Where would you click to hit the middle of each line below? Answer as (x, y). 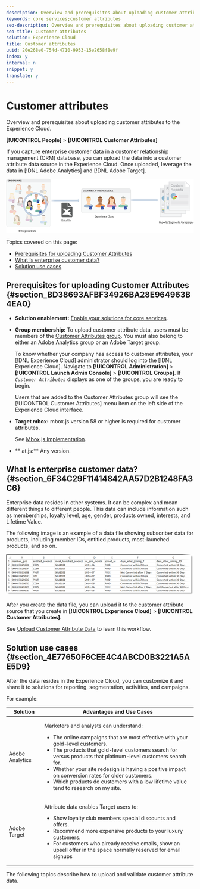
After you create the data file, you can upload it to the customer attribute (95, 605)
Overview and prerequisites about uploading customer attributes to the (93, 122)
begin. (23, 386)
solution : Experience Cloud (41, 38)
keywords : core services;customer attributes (63, 19)
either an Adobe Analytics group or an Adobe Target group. (87, 342)
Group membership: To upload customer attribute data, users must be (101, 330)
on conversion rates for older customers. (103, 775)
